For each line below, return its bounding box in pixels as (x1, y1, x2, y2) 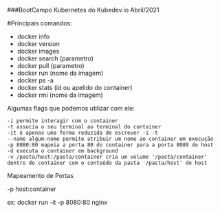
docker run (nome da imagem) (16, 69, 104, 77)
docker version (16, 40, 60, 47)
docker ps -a (16, 76, 54, 85)
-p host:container (7, 185, 56, 193)
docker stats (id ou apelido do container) (16, 84, 133, 91)
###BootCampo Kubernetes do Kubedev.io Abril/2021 (7, 6, 159, 14)
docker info (16, 32, 50, 41)
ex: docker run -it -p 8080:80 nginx (7, 199, 108, 206)
